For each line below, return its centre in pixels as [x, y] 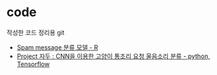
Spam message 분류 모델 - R [58, 47]
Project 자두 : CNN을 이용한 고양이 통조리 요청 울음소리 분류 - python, [113, 56]
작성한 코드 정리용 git [35, 32]
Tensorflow [33, 64]
